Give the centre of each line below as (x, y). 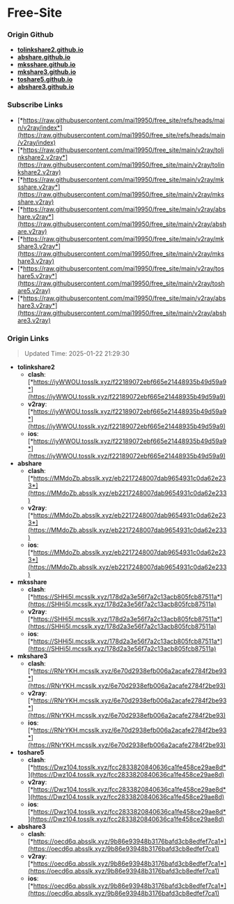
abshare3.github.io (46, 87)
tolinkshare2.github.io (50, 50)
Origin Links (28, 338)
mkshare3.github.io (47, 72)
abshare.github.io (44, 57)
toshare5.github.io (45, 80)
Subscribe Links (35, 105)
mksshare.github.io (46, 65)
